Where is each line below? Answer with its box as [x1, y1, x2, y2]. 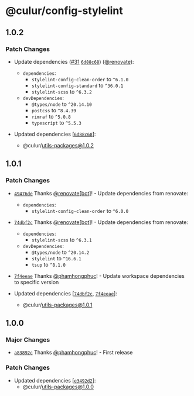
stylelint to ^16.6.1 [31, 254, 81, 261]
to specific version [13, 278, 59, 285]
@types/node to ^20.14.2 [31, 249, 90, 256]
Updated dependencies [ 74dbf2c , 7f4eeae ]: [13, 290, 118, 297]
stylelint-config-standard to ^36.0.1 [31, 82, 124, 89]
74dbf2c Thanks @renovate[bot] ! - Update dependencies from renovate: [13, 218, 189, 226]
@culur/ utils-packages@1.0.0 [22, 383, 94, 390]
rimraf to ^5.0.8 [31, 113, 72, 120]
